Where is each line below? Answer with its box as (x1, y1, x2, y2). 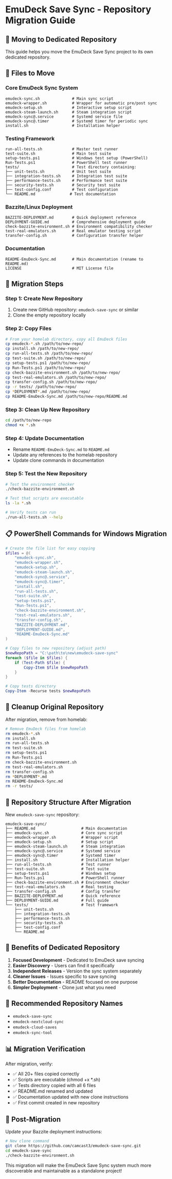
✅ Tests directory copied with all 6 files (12, 1082, 96, 1089)
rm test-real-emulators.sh (5, 764, 63, 769)
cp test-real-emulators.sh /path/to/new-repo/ (5, 375, 107, 380)
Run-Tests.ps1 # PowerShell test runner (5, 160, 127, 165)
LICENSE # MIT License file (5, 266, 114, 271)
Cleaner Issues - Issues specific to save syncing (12, 973, 117, 980)
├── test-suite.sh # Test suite (5, 867, 109, 872)
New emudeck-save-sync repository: (5, 812, 80, 818)
